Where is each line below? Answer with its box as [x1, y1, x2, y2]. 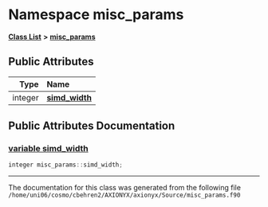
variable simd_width [8, 143, 89, 154]
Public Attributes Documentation [8, 119, 175, 133]
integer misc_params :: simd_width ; [8, 161, 124, 169]
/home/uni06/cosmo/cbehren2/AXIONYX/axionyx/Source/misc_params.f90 [8, 191, 241, 200]
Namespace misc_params [8, 6, 184, 24]
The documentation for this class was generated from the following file [8, 183, 242, 193]
